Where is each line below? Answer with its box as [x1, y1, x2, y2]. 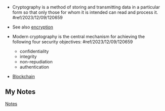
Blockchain [12, 74, 35, 79]
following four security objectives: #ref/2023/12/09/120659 [12, 39, 133, 45]
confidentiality [19, 49, 49, 54]
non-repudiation [19, 59, 53, 64]
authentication [19, 64, 49, 70]
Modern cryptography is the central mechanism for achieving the [12, 34, 145, 39]
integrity [19, 54, 37, 59]
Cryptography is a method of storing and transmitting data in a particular [12, 4, 161, 10]
